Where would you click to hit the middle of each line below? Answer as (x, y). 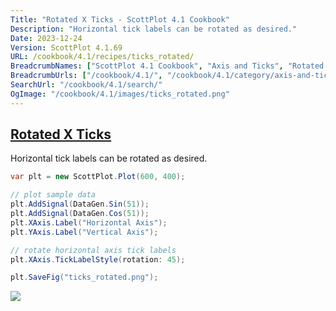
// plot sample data (53, 195)
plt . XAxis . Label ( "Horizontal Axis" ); (89, 222)
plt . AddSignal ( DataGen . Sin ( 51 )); (80, 204)
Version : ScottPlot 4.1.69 (66, 47)
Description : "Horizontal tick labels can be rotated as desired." (154, 29)
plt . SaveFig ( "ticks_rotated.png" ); (84, 277)
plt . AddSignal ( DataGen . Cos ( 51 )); (80, 214)
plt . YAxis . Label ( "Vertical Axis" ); (84, 232)
